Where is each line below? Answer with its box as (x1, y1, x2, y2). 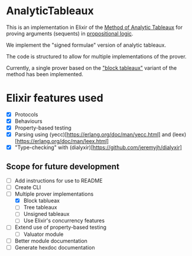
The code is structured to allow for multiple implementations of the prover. (6, 53, 187, 60)
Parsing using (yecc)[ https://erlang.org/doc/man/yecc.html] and (14, 131, 171, 138)
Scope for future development (6, 161, 120, 171)
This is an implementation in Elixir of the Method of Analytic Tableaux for (6, 24, 183, 31)
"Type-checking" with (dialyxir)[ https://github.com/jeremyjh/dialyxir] (14, 144, 182, 151)
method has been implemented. (6, 70, 84, 77)
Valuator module (23, 231, 64, 238)
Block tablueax (23, 197, 60, 205)
